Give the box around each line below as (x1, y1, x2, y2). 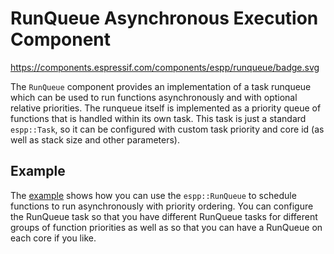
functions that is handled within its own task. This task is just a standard (10, 112, 307, 124)
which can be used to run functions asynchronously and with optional (10, 91, 298, 103)
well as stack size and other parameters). (10, 133, 180, 146)
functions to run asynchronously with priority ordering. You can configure (10, 200, 314, 212)
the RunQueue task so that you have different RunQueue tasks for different (10, 210, 318, 222)
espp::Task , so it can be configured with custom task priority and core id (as (10, 123, 325, 135)
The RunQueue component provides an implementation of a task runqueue (10, 80, 312, 92)
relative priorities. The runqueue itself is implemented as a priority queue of (10, 102, 322, 114)
